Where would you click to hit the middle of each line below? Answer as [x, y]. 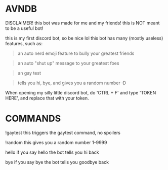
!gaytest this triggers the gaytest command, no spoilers [63, 132]
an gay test [29, 73]
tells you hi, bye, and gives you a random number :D [72, 83]
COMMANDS [33, 118]
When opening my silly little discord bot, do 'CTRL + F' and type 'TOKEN [81, 92]
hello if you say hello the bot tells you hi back [52, 152]
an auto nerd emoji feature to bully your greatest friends [76, 53]
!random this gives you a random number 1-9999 [56, 142]
